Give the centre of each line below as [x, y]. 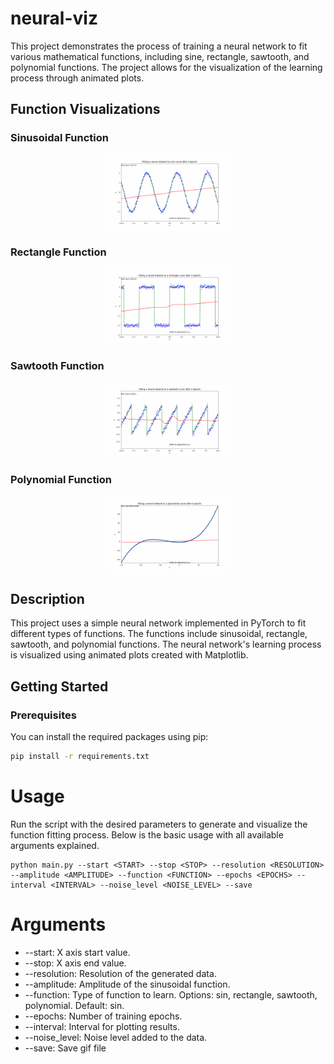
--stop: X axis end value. [75, 963]
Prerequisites [43, 715]
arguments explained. [55, 845]
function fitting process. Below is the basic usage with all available [147, 834]
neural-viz [54, 18]
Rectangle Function [58, 252]
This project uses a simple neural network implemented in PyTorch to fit [158, 623]
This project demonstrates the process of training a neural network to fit [159, 46]
